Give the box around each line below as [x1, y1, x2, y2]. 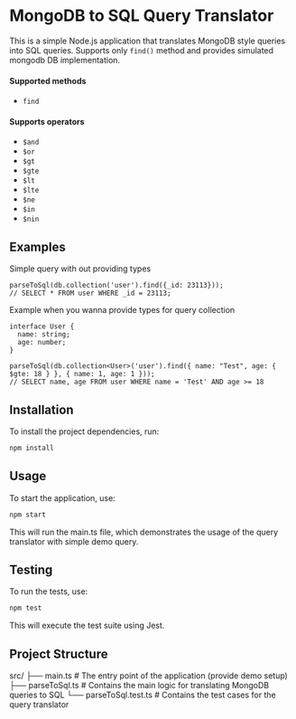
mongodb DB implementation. [9, 54, 120, 65]
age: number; [17, 338, 67, 347]
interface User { [9, 322, 75, 331]
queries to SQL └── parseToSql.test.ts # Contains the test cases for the [9, 689, 277, 701]
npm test [9, 603, 42, 613]
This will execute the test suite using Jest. [9, 620, 165, 631]
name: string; [17, 330, 70, 339]
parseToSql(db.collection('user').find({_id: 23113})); [9, 281, 224, 290]
